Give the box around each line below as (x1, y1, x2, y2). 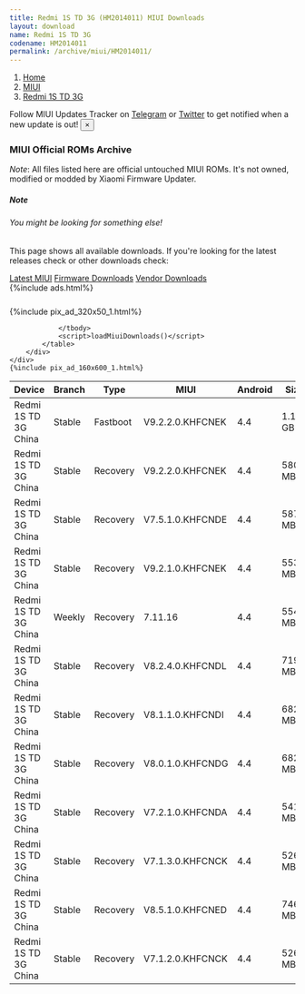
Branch (53, 383, 86, 396)
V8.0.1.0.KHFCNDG (143, 757, 229, 770)
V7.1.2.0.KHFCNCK (143, 952, 229, 965)
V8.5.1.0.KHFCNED (143, 904, 227, 916)
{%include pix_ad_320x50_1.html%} (9, 306, 143, 317)
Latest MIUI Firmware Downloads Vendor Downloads (9, 273, 207, 283)
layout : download (9, 22, 75, 31)
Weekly (53, 611, 86, 623)
